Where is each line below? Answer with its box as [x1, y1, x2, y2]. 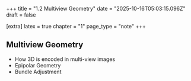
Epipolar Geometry [14, 61, 61, 69]
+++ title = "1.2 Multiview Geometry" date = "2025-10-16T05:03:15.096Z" [6, 5, 186, 12]
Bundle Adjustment [14, 68, 62, 75]
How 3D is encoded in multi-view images [14, 56, 116, 63]
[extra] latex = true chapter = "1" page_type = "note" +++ [6, 23, 147, 30]
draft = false [6, 11, 36, 18]
